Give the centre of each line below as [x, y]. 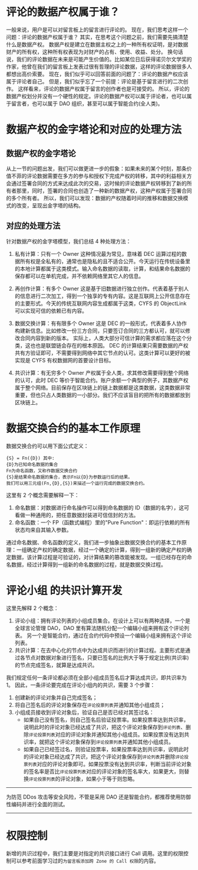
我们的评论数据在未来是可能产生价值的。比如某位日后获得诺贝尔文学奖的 [104, 59]
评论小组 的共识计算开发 [64, 590]
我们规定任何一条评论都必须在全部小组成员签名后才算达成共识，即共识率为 [96, 677]
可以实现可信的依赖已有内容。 [51, 310]
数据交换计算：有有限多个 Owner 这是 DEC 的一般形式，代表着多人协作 [101, 323]
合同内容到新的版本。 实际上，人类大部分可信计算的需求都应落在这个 [103, 338]
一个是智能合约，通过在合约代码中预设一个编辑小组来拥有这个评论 [112, 635]
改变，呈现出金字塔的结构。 [50, 205]
